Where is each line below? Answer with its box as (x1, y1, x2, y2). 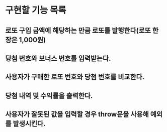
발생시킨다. (13, 119, 46, 128)
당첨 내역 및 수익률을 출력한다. (5, 91, 93, 100)
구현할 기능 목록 (5, 5, 66, 16)
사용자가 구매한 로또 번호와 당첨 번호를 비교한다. (5, 73, 145, 81)
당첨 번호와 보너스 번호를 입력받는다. (5, 54, 112, 63)
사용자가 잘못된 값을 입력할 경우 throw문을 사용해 (5, 110, 149, 118)
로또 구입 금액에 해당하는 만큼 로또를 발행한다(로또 (5, 26, 151, 35)
